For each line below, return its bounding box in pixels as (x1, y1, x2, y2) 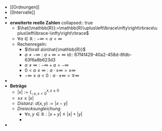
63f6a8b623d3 (24, 57, 56, 63)
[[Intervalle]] (9, 9, 36, 15)
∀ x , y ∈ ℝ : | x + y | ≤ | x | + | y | (24, 111, 82, 117)
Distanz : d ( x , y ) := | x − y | (17, 101, 68, 106)
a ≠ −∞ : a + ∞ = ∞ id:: (24, 52, 74, 57)
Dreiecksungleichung (17, 105, 61, 112)
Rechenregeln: (17, 41, 47, 47)
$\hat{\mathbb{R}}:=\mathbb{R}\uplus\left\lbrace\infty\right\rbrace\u (17, 25, 158, 31)
